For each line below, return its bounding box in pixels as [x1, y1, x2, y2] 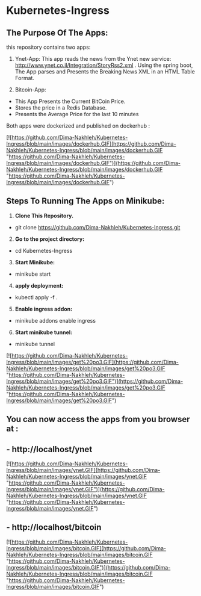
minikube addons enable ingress [14, 317, 96, 324]
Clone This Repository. [14, 212, 74, 219]
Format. [14, 75, 35, 81]
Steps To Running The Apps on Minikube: [6, 196, 165, 206]
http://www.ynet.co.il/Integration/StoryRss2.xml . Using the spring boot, [14, 61, 193, 69]
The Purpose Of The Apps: [6, 28, 108, 38]
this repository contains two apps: [6, 43, 91, 51]
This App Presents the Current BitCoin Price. [14, 98, 126, 105]
